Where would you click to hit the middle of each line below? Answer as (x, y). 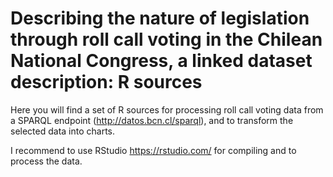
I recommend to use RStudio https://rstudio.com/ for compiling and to (153, 150)
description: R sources (106, 82)
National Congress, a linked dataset (161, 61)
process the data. (46, 161)
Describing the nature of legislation (160, 18)
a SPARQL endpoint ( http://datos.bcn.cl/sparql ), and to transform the (152, 120)
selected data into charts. (63, 131)
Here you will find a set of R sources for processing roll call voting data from (167, 109)
